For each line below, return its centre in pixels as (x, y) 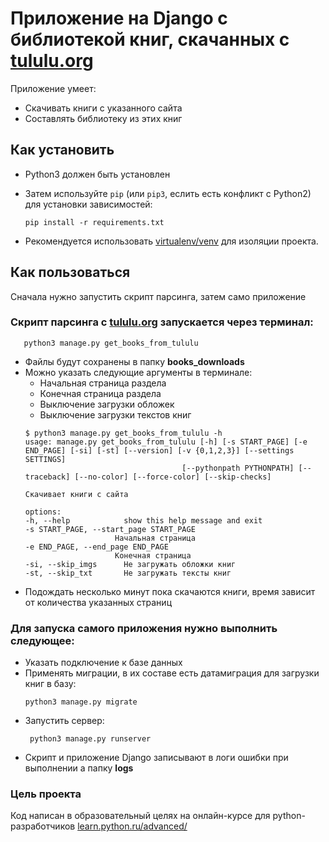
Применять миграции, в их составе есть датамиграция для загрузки (172, 673)
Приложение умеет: (53, 88)
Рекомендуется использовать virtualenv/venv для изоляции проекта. (171, 241)
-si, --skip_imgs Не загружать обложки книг (130, 564)
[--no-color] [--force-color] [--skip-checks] (173, 477)
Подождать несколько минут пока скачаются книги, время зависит (170, 591)
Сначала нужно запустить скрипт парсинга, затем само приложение (158, 296)
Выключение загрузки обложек (107, 404)
